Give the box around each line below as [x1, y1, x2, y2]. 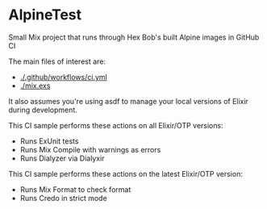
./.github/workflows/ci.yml [19, 72, 107, 82]
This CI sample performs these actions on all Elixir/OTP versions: [8, 120, 223, 130]
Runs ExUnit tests [19, 136, 79, 146]
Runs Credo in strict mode [19, 193, 107, 203]
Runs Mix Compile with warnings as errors [19, 144, 161, 154]
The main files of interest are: [8, 56, 106, 66]
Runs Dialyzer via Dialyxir [19, 153, 105, 163]
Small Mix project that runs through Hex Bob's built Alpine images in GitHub [8, 32, 260, 42]
